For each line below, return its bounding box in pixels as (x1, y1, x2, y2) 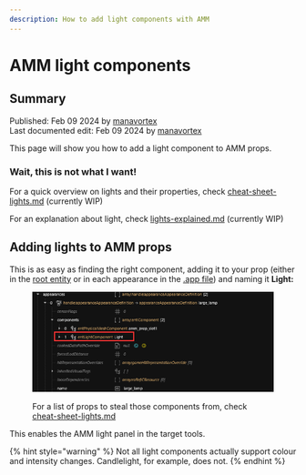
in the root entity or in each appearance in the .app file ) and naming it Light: (9, 273, 294, 284)
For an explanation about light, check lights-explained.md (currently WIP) (9, 213, 284, 224)
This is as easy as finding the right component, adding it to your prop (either (9, 264, 295, 275)
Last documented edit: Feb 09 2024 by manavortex (9, 125, 202, 136)
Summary (9, 91, 66, 106)
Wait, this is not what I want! (9, 165, 138, 177)
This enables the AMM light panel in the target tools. (9, 428, 206, 439)
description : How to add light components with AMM (9, 15, 209, 24)
